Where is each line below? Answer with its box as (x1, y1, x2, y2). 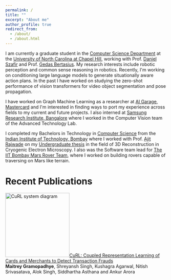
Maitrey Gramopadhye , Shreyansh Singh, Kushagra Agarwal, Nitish (5, 263, 148, 269)
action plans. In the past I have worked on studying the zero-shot (5, 78, 143, 84)
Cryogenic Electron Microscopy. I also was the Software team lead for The (5, 146, 162, 153)
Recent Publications (5, 176, 93, 188)
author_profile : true (5, 22, 52, 27)
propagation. (5, 88, 32, 95)
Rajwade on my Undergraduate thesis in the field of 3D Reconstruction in (5, 141, 159, 147)
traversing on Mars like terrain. (5, 157, 70, 163)
